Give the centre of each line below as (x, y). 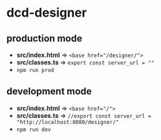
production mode (44, 38)
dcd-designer (47, 13)
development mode (49, 91)
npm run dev (34, 130)
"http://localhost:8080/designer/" (68, 122)
